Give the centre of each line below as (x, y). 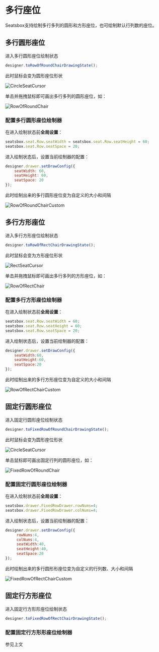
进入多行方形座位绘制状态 (32, 235)
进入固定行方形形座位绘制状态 (36, 609)
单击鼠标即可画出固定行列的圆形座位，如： (49, 460)
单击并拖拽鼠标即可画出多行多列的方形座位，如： (56, 276)
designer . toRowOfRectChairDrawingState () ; (50, 245)
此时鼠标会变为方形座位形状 (34, 255)
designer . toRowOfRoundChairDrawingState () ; (52, 65)
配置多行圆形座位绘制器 (33, 120)
